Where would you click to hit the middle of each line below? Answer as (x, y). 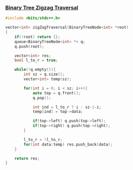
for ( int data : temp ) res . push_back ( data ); (68, 144)
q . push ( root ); (29, 46)
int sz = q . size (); (44, 75)
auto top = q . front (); (57, 93)
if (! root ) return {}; (37, 37)
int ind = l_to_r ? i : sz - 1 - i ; (67, 107)
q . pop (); (42, 98)
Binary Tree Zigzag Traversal (42, 8)
